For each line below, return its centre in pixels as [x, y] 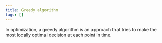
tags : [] [15, 15]
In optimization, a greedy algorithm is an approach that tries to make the [81, 29]
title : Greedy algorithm [32, 10]
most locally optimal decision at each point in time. [59, 35]
